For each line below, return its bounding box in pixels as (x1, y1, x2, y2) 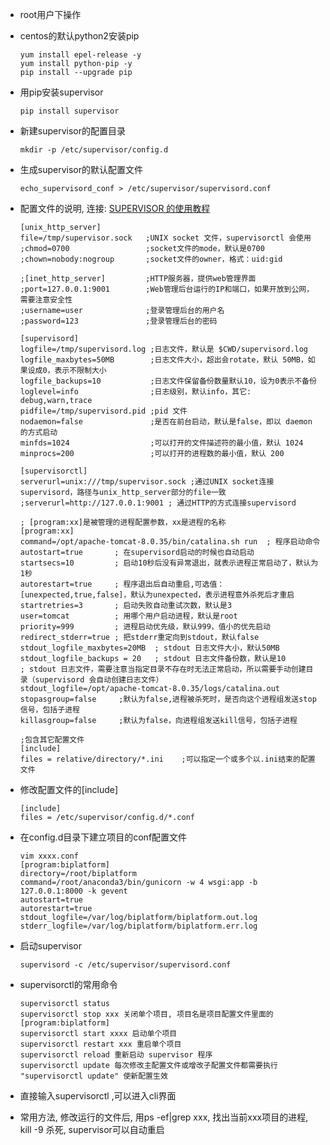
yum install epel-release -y (19, 50, 142, 60)
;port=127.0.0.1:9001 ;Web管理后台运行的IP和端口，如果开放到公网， (19, 284, 315, 294)
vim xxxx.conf (19, 851, 79, 861)
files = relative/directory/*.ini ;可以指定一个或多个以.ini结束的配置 (19, 754, 316, 764)
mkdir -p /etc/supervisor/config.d (19, 145, 169, 155)
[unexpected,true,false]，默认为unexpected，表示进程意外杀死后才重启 (19, 590, 295, 600)
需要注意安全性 (19, 295, 73, 305)
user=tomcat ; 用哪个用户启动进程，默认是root (19, 611, 238, 621)
